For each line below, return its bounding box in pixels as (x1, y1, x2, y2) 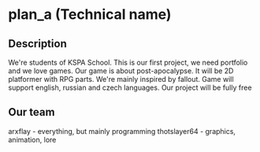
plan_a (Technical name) (8, 6, 172, 24)
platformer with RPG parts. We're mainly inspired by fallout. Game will (8, 75, 234, 83)
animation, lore (8, 135, 57, 144)
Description (8, 37, 67, 50)
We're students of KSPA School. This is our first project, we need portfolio (8, 57, 248, 67)
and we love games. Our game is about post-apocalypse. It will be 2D (8, 66, 234, 76)
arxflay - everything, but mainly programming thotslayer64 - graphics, (8, 126, 236, 135)
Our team (8, 106, 55, 119)
